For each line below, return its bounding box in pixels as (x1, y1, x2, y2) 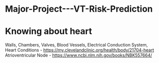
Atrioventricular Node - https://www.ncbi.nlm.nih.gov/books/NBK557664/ (5, 52, 152, 58)
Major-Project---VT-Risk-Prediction (5, 3, 153, 15)
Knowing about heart (5, 26, 92, 37)
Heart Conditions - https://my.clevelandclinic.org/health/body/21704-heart (5, 47, 154, 53)
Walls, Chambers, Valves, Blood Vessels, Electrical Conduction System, (5, 42, 148, 48)
